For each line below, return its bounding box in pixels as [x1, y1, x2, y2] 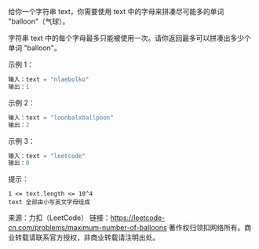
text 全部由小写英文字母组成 [8, 199, 90, 207]
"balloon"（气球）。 [8, 16, 70, 26]
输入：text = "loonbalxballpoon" [8, 113, 114, 122]
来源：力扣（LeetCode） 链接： [8, 213, 111, 222]
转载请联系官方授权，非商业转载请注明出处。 [14, 233, 159, 242]
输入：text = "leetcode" [8, 152, 86, 159]
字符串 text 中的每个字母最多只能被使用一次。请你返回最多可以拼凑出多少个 [8, 34, 251, 42]
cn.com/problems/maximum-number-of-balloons [8, 223, 167, 233]
